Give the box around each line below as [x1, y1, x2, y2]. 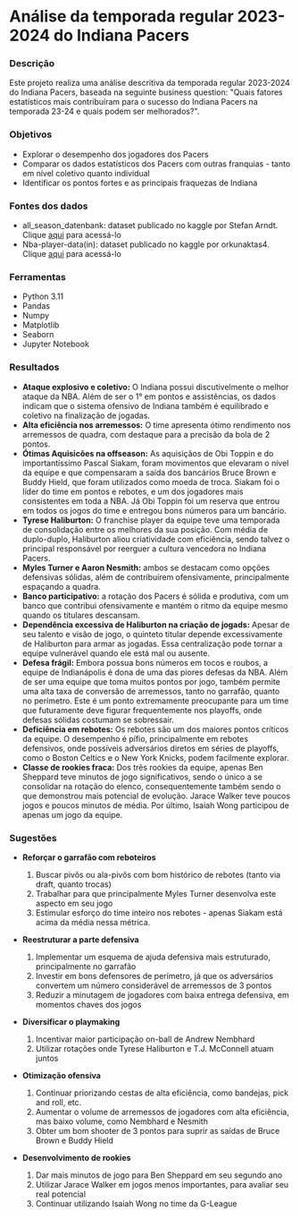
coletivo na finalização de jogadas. [21, 410, 150, 421]
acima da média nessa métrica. [35, 916, 151, 927]
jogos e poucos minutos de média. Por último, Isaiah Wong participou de [21, 799, 290, 811]
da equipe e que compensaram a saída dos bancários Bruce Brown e [21, 467, 277, 478]
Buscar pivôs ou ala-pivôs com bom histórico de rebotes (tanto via [35, 869, 281, 880]
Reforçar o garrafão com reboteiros [21, 852, 156, 863]
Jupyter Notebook [21, 338, 89, 350]
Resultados [9, 361, 60, 373]
